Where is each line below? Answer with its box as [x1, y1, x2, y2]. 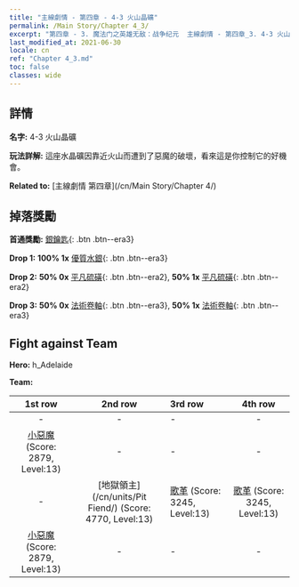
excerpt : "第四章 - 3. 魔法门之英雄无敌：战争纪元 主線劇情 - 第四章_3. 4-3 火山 [9, 29, 291, 38]
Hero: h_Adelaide [9, 359, 73, 370]
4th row [241, 398, 276, 410]
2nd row [101, 398, 138, 410]
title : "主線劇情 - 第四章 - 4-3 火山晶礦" [9, 12, 158, 22]
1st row [24, 398, 58, 410]
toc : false [9, 63, 50, 72]
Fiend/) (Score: [87, 502, 151, 514]
